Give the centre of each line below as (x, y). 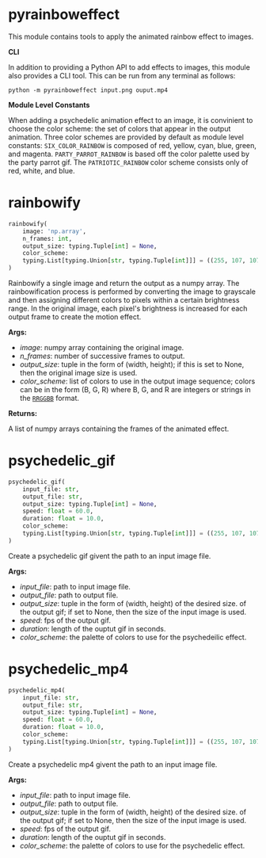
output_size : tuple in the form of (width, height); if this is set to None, (132, 364)
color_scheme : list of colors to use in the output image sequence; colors (137, 381)
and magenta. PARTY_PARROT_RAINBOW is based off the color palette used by (129, 154)
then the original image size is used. (78, 373)
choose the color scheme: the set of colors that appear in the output (120, 128)
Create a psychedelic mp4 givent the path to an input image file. (113, 764)
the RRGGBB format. (49, 398)
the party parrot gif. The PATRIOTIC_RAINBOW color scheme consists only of (128, 162)
